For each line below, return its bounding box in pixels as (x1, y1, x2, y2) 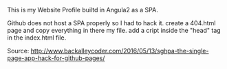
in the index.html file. (7, 33, 67, 42)
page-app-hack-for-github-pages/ (7, 54, 105, 62)
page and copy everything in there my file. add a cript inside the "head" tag (7, 27, 221, 34)
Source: (7, 47, 30, 55)
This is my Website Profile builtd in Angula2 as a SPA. (7, 6, 158, 14)
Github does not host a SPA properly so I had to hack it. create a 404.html (7, 19, 216, 27)
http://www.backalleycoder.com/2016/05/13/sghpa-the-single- (30, 47, 209, 55)
